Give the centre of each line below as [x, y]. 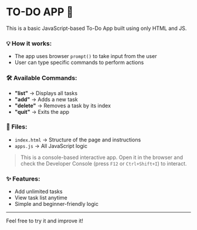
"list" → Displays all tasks [46, 93]
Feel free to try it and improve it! [45, 221]
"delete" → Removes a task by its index [63, 106]
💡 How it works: [29, 43]
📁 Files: [17, 127]
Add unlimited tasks [38, 192]
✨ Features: [23, 178]
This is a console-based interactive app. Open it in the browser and [102, 157]
